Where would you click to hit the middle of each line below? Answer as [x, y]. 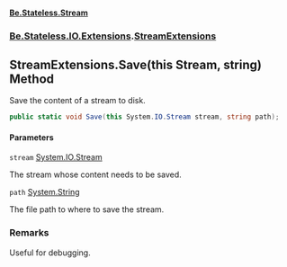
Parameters [31, 137]
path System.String [45, 192]
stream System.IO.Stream [56, 157]
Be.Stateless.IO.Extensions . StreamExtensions [113, 36]
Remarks [29, 233]
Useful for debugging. [50, 253]
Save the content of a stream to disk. [77, 101]
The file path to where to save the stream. [87, 209]
